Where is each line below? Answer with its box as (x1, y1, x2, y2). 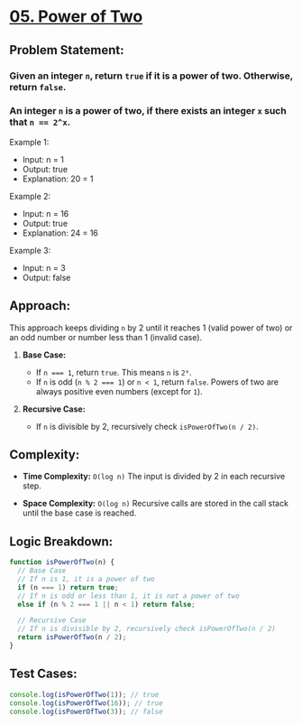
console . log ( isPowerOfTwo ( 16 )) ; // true (9, 698, 164, 708)
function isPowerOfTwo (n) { (9, 558, 115, 567)
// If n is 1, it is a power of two (17, 574, 155, 583)
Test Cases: (9, 666, 78, 682)
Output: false (22, 272, 71, 283)
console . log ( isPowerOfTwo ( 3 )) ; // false (9, 707, 164, 716)
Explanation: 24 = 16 (22, 228, 99, 238)
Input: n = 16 (22, 208, 69, 218)
